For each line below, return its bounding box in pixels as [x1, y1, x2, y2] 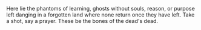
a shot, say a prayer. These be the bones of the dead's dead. [6, 18, 159, 24]
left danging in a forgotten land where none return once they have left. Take [6, 11, 195, 18]
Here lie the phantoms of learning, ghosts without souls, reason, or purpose [6, 5, 195, 12]
